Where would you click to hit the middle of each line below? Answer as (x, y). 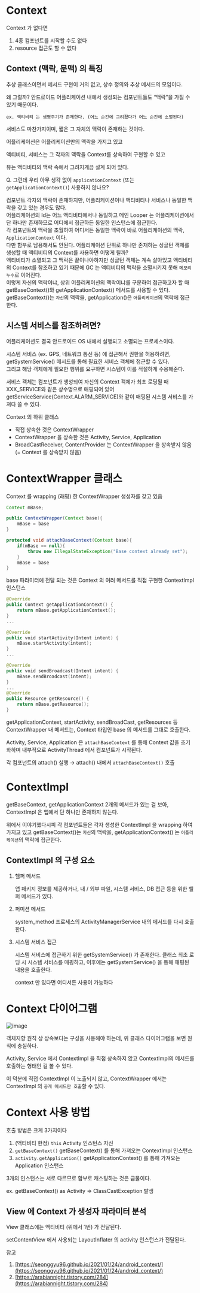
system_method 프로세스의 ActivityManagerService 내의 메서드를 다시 (99, 922)
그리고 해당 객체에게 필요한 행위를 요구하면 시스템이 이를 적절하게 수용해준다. (96, 368)
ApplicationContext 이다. (37, 237)
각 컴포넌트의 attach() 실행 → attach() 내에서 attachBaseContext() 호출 (90, 762)
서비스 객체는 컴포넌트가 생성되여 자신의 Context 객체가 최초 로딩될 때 (87, 382)
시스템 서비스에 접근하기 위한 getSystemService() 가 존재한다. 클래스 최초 (101, 954)
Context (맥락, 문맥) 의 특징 (55, 69)
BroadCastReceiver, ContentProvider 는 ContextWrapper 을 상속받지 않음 (103, 445)
